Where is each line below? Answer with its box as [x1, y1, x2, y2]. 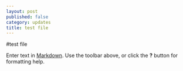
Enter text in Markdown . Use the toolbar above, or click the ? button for [6, 52, 178, 59]
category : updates [6, 19, 51, 25]
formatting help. [6, 58, 45, 65]
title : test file [6, 24, 49, 31]
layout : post [6, 8, 38, 15]
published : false [6, 14, 49, 20]
